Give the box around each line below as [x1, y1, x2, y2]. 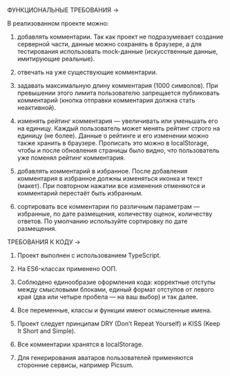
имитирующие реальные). [17, 55, 95, 63]
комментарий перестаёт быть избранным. [17, 189, 143, 197]
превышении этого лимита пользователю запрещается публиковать [17, 89, 220, 97]
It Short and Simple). [17, 327, 76, 335]
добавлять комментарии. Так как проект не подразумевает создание [17, 32, 224, 41]
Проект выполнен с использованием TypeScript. [17, 252, 161, 259]
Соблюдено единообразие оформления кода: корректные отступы [17, 278, 215, 286]
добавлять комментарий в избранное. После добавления [17, 167, 188, 175]
